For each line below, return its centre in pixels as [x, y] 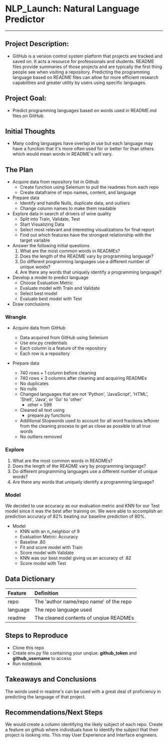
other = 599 [39, 405]
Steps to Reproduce [37, 636]
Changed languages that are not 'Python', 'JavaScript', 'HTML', [84, 394]
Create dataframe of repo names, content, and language [78, 193]
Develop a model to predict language [50, 278]
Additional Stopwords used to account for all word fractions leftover [89, 421]
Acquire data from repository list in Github [55, 182]
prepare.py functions [49, 415]
